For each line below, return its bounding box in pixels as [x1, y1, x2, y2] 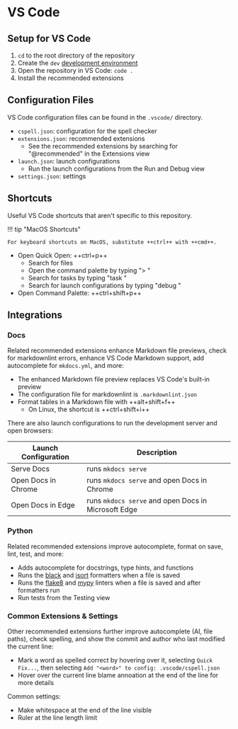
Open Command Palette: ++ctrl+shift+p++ [17, 288, 142, 297]
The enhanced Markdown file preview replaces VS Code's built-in [17, 375, 210, 384]
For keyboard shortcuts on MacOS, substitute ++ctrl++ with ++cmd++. [7, 239, 217, 246]
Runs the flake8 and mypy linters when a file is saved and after [17, 578, 201, 587]
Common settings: [7, 691, 62, 701]
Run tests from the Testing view [17, 593, 110, 602]
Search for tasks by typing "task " [28, 273, 127, 282]
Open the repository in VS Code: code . [17, 67, 133, 74]
